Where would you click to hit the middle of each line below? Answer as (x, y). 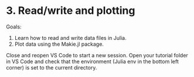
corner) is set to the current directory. (52, 67)
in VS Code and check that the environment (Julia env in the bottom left (92, 61)
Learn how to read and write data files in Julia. (71, 38)
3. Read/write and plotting (71, 11)
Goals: (14, 27)
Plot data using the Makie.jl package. (59, 44)
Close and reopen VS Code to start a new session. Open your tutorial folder (97, 55)
